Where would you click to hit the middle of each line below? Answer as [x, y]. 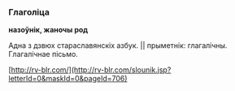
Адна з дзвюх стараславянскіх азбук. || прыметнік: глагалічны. [118, 45]
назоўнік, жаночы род [48, 30]
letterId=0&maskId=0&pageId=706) [68, 79]
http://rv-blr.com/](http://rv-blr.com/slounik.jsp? [91, 70]
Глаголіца [29, 12]
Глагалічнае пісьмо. [44, 54]
